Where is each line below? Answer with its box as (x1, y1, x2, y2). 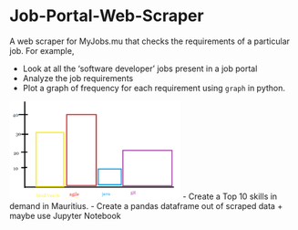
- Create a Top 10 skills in (181, 191, 278, 202)
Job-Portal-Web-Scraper (9, 5, 204, 26)
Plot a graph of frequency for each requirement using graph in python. (22, 82, 285, 93)
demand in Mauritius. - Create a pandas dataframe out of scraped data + (9, 201, 283, 212)
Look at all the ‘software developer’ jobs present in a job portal (22, 63, 258, 74)
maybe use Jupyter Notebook (9, 211, 121, 222)
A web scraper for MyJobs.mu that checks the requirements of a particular (9, 36, 290, 47)
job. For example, (9, 45, 75, 56)
